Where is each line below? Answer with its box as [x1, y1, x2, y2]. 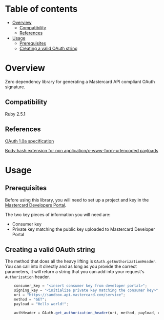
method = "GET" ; [14, 297, 47, 302]
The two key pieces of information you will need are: [5, 211, 111, 218]
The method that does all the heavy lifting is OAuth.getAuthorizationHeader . [5, 259, 157, 264]
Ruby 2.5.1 [5, 111, 26, 117]
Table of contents [5, 3, 78, 15]
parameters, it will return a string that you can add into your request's [5, 269, 145, 275]
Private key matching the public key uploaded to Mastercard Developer [12, 226, 155, 232]
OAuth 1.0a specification [5, 138, 54, 144]
